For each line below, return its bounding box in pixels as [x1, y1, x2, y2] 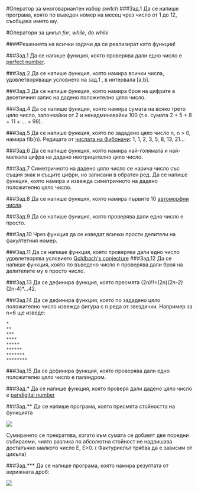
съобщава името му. [6, 18, 59, 24]
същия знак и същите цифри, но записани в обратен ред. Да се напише [6, 171, 188, 178]
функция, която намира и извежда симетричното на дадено [6, 178, 158, 184]
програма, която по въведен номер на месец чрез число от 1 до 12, [6, 11, 177, 18]
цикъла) [6, 451, 27, 458]
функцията [6, 409, 33, 416]
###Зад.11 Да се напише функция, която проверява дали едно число [6, 249, 180, 255]
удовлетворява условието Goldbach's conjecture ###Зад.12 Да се [6, 255, 172, 262]
